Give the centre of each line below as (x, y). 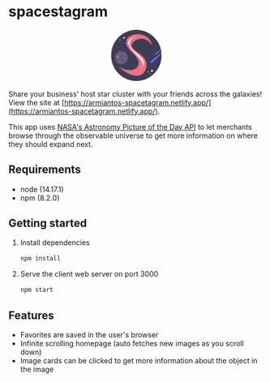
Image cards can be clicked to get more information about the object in (139, 360)
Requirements (45, 170)
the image (37, 369)
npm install (40, 259)
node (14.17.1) (42, 189)
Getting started (48, 223)
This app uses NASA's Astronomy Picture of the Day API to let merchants (131, 127)
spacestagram (58, 12)
